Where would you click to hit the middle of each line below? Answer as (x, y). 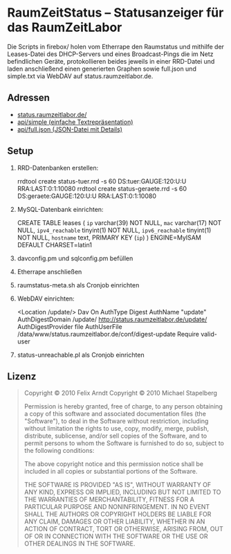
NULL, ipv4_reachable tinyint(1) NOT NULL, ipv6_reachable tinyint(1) (114, 230)
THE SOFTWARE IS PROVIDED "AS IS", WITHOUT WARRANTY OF (118, 485)
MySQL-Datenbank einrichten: (60, 209)
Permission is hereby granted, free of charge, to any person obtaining (123, 406)
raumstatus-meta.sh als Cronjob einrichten (78, 285)
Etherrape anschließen (49, 271)
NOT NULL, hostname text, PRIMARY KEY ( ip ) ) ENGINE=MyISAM (109, 238)
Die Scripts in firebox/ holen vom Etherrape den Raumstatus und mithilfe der (116, 46)
